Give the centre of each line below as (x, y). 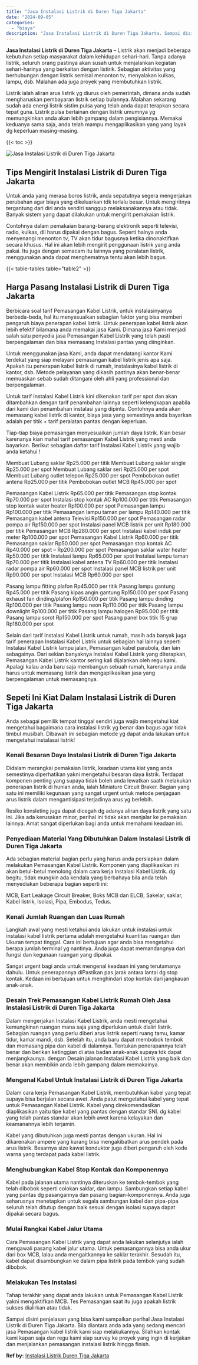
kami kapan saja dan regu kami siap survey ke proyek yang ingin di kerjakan (98, 1338)
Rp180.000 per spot (30, 624)
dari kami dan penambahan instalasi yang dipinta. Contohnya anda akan (93, 408)
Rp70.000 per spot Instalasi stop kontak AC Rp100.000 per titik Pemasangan (99, 499)
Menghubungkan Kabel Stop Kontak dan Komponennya (88, 1169)
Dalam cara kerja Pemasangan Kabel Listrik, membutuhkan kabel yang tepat (99, 1093)
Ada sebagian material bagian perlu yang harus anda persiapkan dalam (93, 859)
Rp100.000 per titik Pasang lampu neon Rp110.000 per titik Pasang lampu (95, 605)
